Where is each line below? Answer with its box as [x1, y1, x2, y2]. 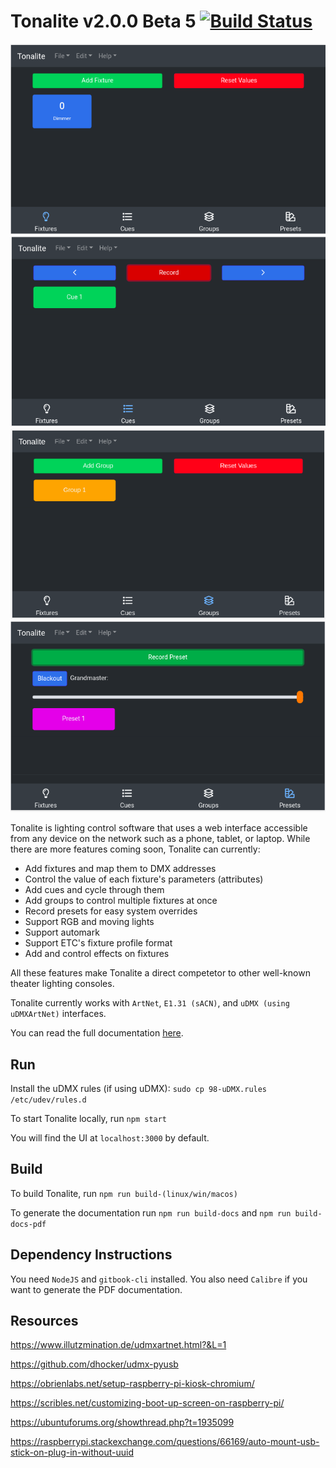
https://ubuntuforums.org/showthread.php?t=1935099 [10, 1416, 235, 1429]
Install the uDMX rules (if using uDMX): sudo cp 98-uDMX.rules [10, 1082, 268, 1094]
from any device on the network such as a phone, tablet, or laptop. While [10, 833, 311, 845]
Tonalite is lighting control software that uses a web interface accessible [10, 822, 308, 834]
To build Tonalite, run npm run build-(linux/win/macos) [10, 1187, 238, 1199]
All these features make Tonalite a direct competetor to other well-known [10, 967, 311, 979]
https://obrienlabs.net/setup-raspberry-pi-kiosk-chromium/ [10, 1378, 255, 1390]
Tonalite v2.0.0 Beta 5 [10, 10, 197, 33]
